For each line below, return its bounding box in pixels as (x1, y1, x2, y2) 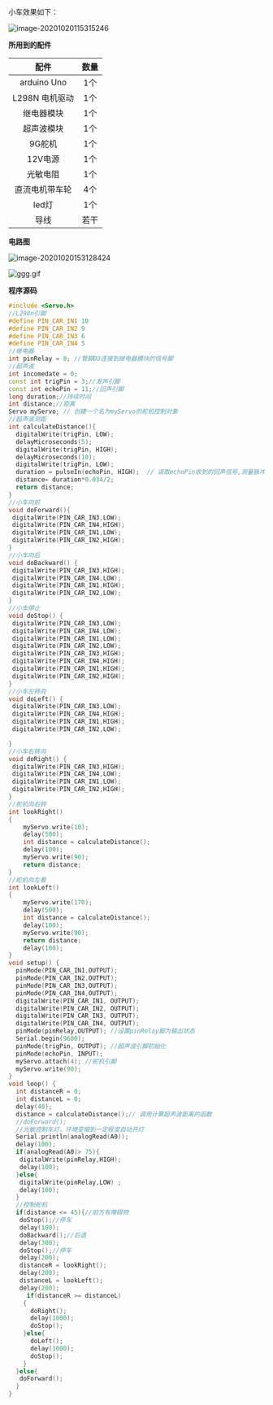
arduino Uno (19, 76, 67, 88)
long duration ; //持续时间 (8, 393, 92, 401)
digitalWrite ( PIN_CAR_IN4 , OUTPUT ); (15, 1020, 140, 1028)
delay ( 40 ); (15, 1103, 53, 1111)
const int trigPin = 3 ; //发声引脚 (8, 377, 120, 385)
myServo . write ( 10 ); (23, 823, 89, 831)
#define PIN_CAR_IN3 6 (8, 332, 85, 340)
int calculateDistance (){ (8, 423, 96, 431)
